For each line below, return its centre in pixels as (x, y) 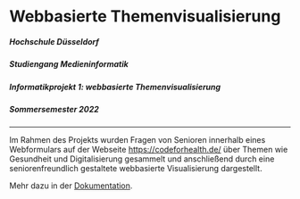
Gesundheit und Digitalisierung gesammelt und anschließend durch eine (142, 159)
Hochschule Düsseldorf (54, 41)
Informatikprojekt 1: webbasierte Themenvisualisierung (115, 87)
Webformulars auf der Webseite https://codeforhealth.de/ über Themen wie (149, 150)
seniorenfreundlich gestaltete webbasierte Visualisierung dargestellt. (136, 169)
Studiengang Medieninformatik (69, 64)
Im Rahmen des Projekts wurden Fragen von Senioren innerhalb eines (137, 140)
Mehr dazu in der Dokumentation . (71, 186)
